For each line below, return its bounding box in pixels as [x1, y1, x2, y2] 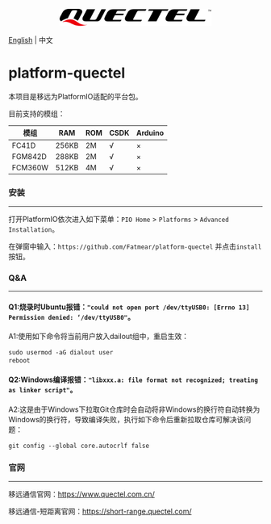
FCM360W [11, 163, 49, 173]
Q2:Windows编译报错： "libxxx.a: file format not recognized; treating [8, 375, 258, 384]
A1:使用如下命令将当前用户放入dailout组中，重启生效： [8, 332, 190, 342]
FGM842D [11, 151, 47, 161]
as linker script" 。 [8, 385, 77, 394]
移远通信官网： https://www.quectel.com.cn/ [8, 489, 155, 499]
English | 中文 [8, 35, 54, 44]
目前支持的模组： [8, 108, 65, 118]
